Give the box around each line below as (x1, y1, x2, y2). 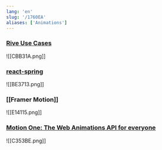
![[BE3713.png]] (6, 80, 44, 87)
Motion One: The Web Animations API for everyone (6, 123, 156, 132)
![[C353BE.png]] (6, 137, 46, 144)
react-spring (6, 67, 43, 76)
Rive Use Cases (6, 39, 52, 47)
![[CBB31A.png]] (6, 53, 46, 60)
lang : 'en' (6, 8, 33, 15)
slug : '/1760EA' (6, 14, 46, 20)
